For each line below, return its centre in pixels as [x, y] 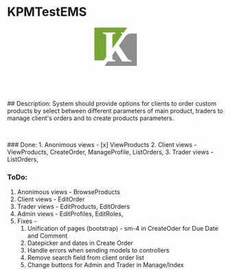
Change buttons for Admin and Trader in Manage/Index [105, 265]
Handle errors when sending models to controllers [98, 250]
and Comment [47, 235]
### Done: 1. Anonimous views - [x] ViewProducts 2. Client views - [102, 144]
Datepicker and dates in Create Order [80, 243]
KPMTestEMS [47, 12]
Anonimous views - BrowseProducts [68, 192]
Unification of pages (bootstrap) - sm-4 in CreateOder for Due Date [123, 228]
